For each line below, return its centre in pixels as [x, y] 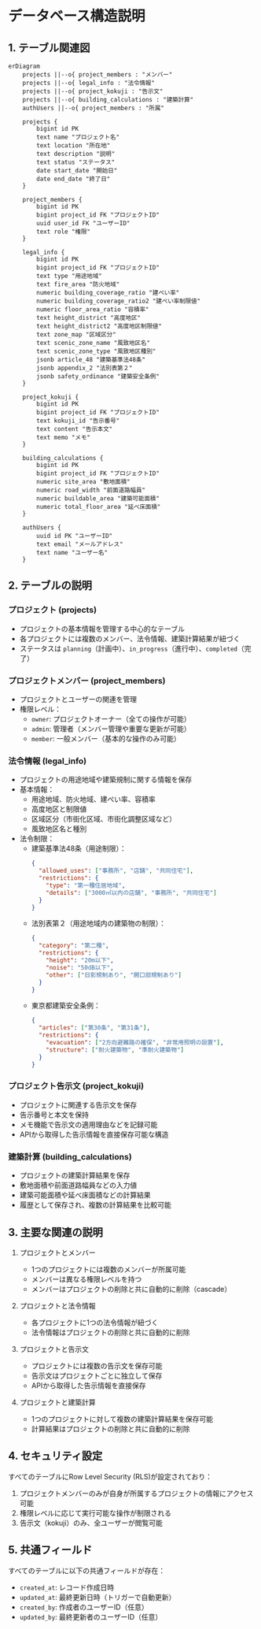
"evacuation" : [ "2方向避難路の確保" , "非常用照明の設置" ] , [135, 1043]
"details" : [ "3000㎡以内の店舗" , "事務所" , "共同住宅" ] [132, 892]
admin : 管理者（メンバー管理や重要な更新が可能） [111, 729]
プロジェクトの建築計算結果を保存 [75, 1175]
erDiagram [24, 66]
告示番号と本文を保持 [54, 1115]
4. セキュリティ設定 [55, 1456]
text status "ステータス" [76, 162]
